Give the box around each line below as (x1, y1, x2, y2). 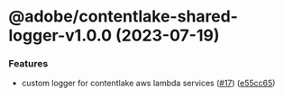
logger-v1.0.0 (8, 25, 113, 46)
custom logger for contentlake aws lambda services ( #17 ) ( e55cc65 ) (21, 78, 276, 89)
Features (8, 57, 49, 70)
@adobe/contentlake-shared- (8, 6, 238, 27)
